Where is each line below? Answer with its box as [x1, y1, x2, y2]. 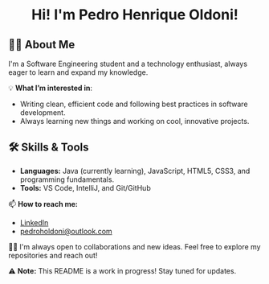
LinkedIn [19, 217, 49, 227]
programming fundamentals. [19, 175, 115, 184]
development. [19, 108, 66, 117]
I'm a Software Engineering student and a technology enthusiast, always [8, 59, 247, 68]
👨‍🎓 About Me [8, 38, 75, 51]
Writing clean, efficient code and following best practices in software [19, 99, 248, 109]
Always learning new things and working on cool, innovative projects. [19, 117, 250, 126]
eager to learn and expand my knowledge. [8, 68, 149, 77]
